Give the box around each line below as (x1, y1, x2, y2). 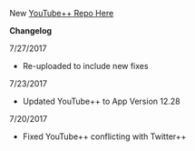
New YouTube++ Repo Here (9, 8, 114, 18)
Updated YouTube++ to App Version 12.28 (22, 96, 180, 106)
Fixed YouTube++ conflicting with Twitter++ (22, 131, 187, 142)
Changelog (9, 25, 53, 35)
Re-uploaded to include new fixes (22, 61, 149, 71)
